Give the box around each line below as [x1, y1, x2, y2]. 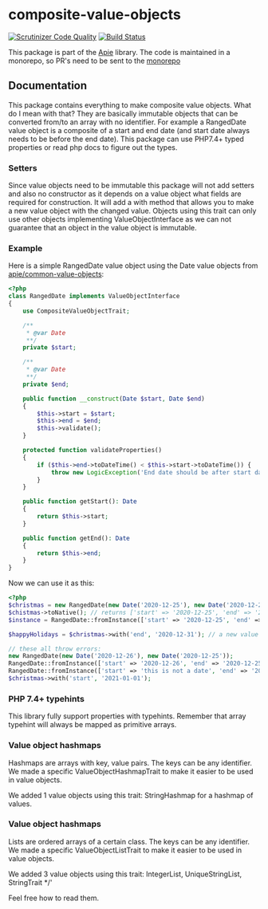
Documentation [8, 79, 88, 92]
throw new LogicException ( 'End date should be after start [50, 468, 251, 476]
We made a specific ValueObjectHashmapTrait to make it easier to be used [8, 766, 254, 776]
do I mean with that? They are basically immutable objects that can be [8, 108, 238, 118]
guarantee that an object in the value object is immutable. [8, 223, 197, 233]
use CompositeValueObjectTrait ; [22, 307, 130, 315]
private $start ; [22, 344, 77, 352]
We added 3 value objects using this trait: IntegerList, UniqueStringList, [8, 869, 242, 879]
